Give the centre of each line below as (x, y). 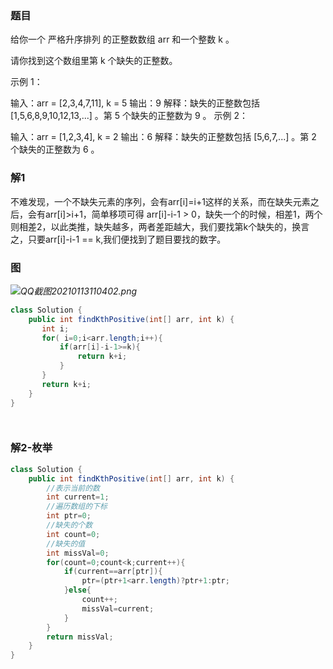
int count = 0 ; (73, 534)
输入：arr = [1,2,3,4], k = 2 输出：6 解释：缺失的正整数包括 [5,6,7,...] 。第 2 (163, 137)
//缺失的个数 (69, 525)
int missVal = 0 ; (78, 553)
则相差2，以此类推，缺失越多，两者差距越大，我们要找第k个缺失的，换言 (160, 226)
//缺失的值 (66, 543)
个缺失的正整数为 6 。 (55, 149)
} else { (77, 590)
